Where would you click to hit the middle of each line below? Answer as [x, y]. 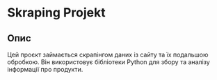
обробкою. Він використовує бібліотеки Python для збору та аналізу [108, 62]
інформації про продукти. [45, 69]
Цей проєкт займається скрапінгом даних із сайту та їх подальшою [108, 54]
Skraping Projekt [56, 13]
